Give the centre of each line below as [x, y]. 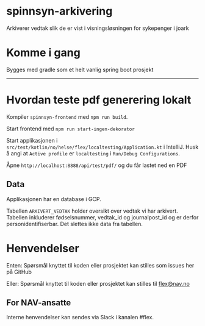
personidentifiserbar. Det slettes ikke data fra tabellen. [75, 224]
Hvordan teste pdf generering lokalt [99, 100]
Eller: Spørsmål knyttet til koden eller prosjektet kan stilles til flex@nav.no [98, 283]
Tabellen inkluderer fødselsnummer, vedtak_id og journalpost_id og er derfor [103, 217]
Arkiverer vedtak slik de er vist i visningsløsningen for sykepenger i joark [98, 28]
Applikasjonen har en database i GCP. [54, 199]
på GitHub [19, 272]
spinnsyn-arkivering [59, 11]
